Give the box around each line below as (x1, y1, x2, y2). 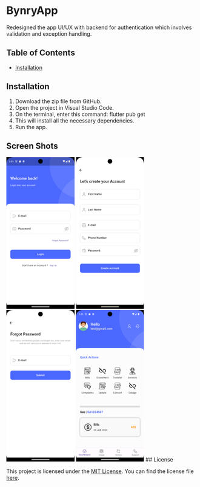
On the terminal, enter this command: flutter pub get (15, 110, 145, 118)
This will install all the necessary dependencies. (15, 116, 135, 124)
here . (6, 474, 19, 482)
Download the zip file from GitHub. (15, 98, 102, 105)
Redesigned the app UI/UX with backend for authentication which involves (6, 24, 192, 31)
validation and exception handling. (6, 30, 92, 37)
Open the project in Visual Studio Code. (15, 104, 114, 111)
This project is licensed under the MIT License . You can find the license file (6, 468, 194, 475)
